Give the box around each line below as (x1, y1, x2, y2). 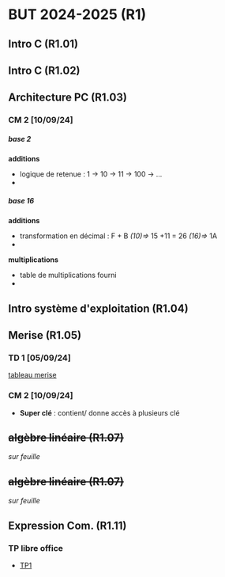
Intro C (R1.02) (8, 63, 81, 77)
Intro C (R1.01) (8, 37, 79, 51)
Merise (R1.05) (8, 328, 81, 342)
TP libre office (8, 542, 63, 553)
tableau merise (8, 370, 57, 380)
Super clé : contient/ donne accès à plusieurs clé (19, 408, 180, 417)
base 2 (8, 134, 32, 143)
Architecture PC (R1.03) (8, 91, 128, 104)
